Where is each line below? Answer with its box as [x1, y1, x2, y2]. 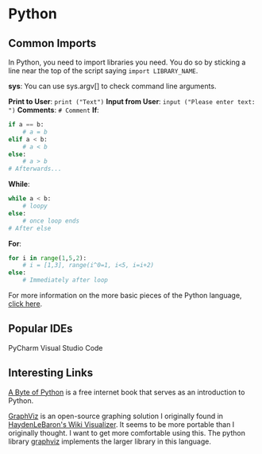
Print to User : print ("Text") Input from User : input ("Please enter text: [8, 97, 256, 106]
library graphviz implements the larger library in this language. [8, 437, 212, 446]
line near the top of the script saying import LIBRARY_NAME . [8, 66, 198, 76]
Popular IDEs [8, 322, 73, 336]
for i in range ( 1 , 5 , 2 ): [8, 254, 87, 262]
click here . [8, 299, 43, 308]
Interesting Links [8, 367, 94, 380]
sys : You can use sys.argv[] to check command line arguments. [8, 81, 217, 91]
